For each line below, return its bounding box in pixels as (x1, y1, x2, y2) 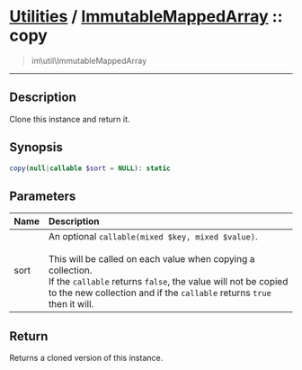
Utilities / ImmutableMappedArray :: (9, 6, 283, 27)
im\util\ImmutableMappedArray (31, 55, 147, 66)
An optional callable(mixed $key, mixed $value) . (48, 230, 258, 243)
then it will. (48, 298, 94, 311)
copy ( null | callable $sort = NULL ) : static (9, 164, 171, 173)
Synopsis (9, 140, 63, 155)
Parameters (9, 188, 76, 203)
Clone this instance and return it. (9, 113, 130, 124)
